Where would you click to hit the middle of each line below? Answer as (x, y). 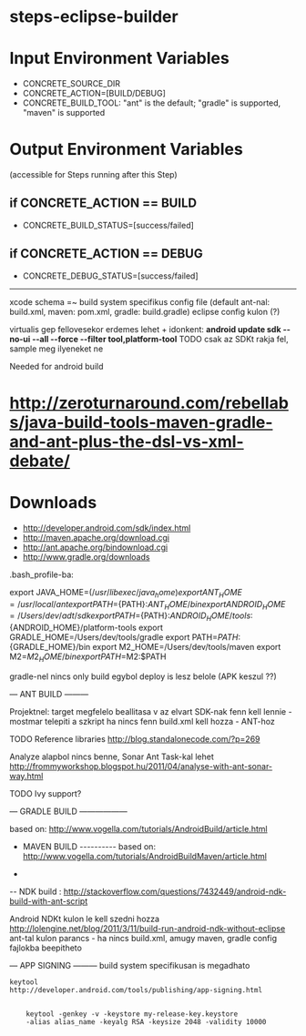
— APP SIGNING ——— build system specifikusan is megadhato (130, 965)
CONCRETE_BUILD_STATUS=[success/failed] (108, 225)
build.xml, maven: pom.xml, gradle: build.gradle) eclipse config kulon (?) (145, 311)
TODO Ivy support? (46, 793)
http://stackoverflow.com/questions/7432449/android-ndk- (175, 891)
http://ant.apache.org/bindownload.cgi (95, 547)
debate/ (40, 461)
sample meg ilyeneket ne (56, 349)
